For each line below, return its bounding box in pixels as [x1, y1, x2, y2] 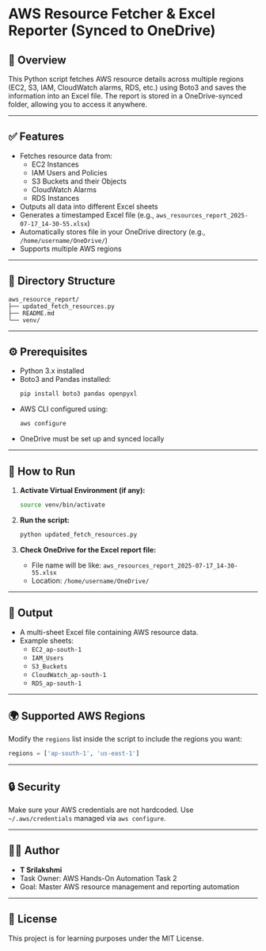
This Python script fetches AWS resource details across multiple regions [8, 75, 244, 83]
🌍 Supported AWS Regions [8, 709, 146, 722]
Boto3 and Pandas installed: [19, 375, 112, 384]
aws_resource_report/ [8, 295, 80, 303]
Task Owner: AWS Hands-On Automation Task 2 [19, 873, 177, 883]
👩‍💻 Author [8, 844, 60, 857]
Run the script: [19, 515, 70, 525]
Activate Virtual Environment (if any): [19, 486, 146, 495]
